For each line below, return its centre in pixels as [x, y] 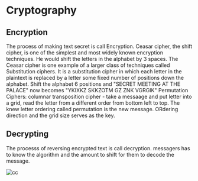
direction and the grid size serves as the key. [61, 115]
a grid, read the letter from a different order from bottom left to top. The [93, 103]
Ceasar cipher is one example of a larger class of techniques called [88, 65]
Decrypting [27, 134]
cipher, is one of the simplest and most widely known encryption [85, 53]
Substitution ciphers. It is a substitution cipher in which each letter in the [94, 71]
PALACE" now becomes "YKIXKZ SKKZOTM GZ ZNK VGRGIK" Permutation [97, 90]
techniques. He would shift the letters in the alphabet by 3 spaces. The [92, 59]
